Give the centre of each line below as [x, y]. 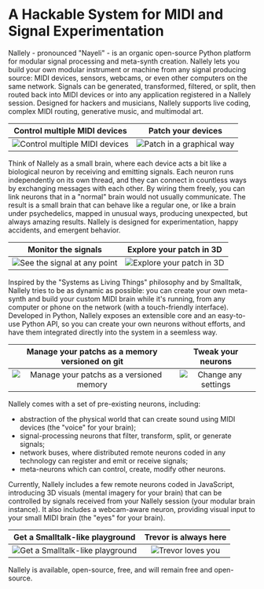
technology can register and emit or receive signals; [104, 460]
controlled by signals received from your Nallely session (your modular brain [132, 501]
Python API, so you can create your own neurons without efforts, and [134, 324]
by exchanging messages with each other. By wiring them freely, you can [126, 188]
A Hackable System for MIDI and [116, 15]
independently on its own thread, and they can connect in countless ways [128, 180]
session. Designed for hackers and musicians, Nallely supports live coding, [130, 103]
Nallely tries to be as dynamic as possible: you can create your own [117, 290]
